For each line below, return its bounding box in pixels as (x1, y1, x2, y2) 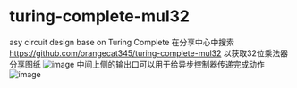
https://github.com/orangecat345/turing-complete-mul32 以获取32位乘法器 (9, 47, 289, 59)
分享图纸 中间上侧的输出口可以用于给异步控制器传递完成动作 (9, 59, 266, 69)
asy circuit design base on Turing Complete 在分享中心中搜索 (9, 36, 235, 47)
